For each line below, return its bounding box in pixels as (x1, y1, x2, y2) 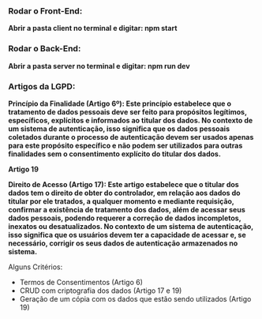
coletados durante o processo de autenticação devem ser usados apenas (8, 132, 254, 141)
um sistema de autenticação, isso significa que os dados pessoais (8, 124, 230, 133)
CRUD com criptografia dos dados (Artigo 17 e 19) (19, 286, 182, 295)
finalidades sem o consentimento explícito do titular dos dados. (8, 148, 221, 159)
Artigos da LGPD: (8, 81, 76, 92)
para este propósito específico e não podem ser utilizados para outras (8, 141, 243, 150)
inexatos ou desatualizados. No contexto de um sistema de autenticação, (8, 221, 254, 231)
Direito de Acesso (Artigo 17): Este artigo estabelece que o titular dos (8, 179, 239, 189)
